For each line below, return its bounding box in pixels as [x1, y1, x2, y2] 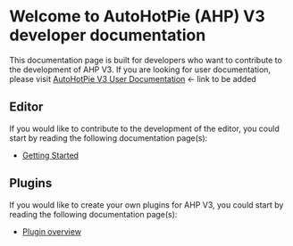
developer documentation [9, 25, 206, 45]
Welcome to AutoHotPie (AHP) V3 [9, 6, 265, 27]
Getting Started [21, 150, 79, 160]
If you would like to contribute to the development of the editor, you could [9, 123, 280, 134]
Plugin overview [21, 225, 82, 237]
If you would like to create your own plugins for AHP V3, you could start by [9, 199, 284, 210]
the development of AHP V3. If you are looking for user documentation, [9, 64, 271, 75]
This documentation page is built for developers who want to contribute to [9, 54, 283, 65]
